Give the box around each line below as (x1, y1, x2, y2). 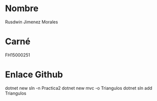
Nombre (5, 3, 39, 14)
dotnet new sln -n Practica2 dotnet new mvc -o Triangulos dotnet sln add (5, 85, 153, 91)
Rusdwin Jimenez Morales (5, 19, 59, 25)
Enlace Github (5, 69, 63, 80)
